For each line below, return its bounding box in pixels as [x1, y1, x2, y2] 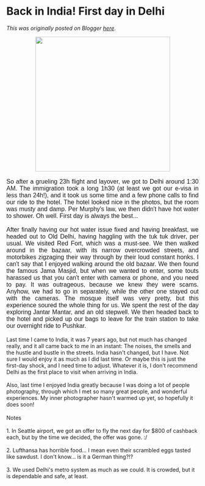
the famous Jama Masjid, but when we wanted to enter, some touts [6, 267, 199, 274]
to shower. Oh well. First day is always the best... [6, 212, 138, 219]
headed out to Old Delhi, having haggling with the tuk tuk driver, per [6, 233, 199, 240]
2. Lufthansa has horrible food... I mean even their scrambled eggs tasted [6, 446, 191, 454]
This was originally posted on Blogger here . [6, 24, 116, 32]
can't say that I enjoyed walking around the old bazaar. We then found [6, 260, 199, 267]
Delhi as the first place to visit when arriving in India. [6, 368, 138, 375]
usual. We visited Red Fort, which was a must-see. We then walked [6, 239, 199, 247]
